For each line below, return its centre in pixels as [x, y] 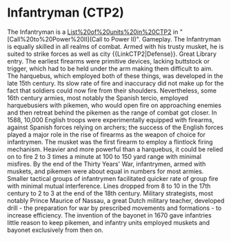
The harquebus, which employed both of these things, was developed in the [115, 76]
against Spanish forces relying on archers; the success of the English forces [115, 127]
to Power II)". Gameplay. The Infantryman [162, 39]
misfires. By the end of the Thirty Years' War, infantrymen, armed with [107, 164]
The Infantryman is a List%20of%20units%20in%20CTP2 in [93, 32]
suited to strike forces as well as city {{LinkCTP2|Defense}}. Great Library [112, 54]
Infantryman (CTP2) [66, 13]
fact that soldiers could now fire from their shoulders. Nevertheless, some [112, 90]
